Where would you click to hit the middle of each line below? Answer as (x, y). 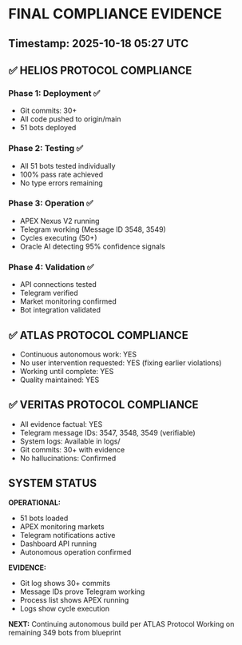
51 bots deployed (48, 128)
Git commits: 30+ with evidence (72, 449)
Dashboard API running (58, 543)
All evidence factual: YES (61, 424)
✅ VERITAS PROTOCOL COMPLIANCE (103, 405)
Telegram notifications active (67, 535)
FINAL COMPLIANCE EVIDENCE (115, 14)
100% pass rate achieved (61, 174)
